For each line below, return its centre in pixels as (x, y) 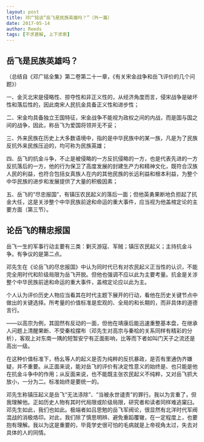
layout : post (23, 12)
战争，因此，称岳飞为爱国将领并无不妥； (67, 125)
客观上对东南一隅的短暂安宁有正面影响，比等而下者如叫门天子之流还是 (107, 338)
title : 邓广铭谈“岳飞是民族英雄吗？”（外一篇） (59, 18)
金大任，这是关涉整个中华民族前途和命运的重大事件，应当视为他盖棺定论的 (99, 202)
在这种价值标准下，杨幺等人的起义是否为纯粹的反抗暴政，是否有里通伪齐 (97, 359)
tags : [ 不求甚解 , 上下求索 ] (38, 35)
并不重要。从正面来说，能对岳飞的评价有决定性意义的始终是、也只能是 (104, 366)
